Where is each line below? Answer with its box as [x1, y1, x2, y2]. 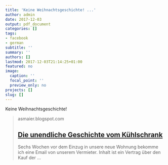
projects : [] [5, 87, 33, 93]
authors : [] [5, 54, 30, 60]
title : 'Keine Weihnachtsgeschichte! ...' [5, 7, 96, 13]
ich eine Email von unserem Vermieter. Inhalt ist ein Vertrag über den [17, 149, 161, 155]
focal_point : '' [10, 78, 44, 83]
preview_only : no [10, 82, 47, 88]
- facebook [5, 36, 28, 41]
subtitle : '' [5, 45, 33, 50]
